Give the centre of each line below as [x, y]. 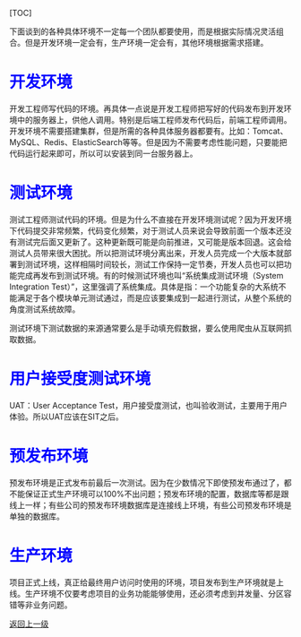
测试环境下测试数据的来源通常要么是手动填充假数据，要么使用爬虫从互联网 [146, 328]
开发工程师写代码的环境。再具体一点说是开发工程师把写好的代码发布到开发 [146, 108]
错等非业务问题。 [41, 605]
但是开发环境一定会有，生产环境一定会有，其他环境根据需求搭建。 [146, 43]
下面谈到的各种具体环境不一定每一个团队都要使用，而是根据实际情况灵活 [142, 31]
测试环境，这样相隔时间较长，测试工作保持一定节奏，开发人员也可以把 [154, 264]
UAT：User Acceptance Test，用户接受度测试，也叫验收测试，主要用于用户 [149, 405]
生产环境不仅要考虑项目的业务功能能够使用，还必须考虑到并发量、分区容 [158, 593]
